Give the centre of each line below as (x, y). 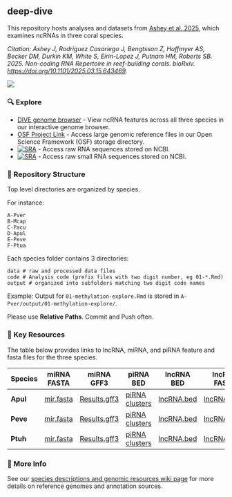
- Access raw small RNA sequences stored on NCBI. (112, 157)
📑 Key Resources (36, 335)
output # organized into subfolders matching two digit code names (106, 283)
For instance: (26, 203)
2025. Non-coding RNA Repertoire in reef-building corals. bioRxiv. (101, 63)
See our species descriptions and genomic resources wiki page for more (110, 479)
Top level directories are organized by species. (74, 189)
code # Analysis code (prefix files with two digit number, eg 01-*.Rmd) (116, 277)
